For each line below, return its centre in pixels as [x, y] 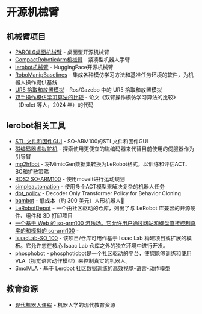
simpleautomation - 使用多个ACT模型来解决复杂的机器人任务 [90, 186]
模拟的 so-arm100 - [55, 230]
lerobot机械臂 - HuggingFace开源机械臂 [64, 67]
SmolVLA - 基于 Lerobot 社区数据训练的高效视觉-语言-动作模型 [93, 268]
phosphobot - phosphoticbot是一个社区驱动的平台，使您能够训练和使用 [103, 253]
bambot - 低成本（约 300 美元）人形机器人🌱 [69, 200]
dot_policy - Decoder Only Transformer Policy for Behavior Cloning [98, 193]
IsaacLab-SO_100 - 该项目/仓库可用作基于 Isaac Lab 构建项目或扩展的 [101, 238]
